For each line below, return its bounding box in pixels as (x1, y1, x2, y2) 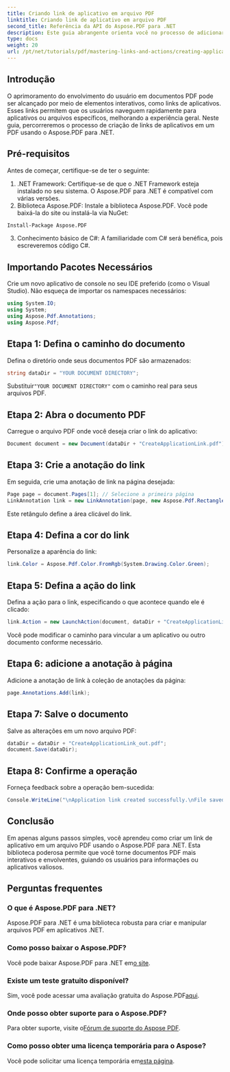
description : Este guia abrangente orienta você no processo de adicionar (7, 29, 225, 36)
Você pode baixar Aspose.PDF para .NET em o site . (7, 958, 151, 967)
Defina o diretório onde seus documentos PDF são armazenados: (7, 356, 192, 364)
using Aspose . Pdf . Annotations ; (7, 312, 97, 319)
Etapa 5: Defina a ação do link (7, 579, 136, 591)
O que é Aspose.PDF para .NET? (7, 903, 116, 913)
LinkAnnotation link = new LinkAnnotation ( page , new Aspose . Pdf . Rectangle (7, 497, 225, 504)
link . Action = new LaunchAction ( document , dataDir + (7, 619, 161, 625)
